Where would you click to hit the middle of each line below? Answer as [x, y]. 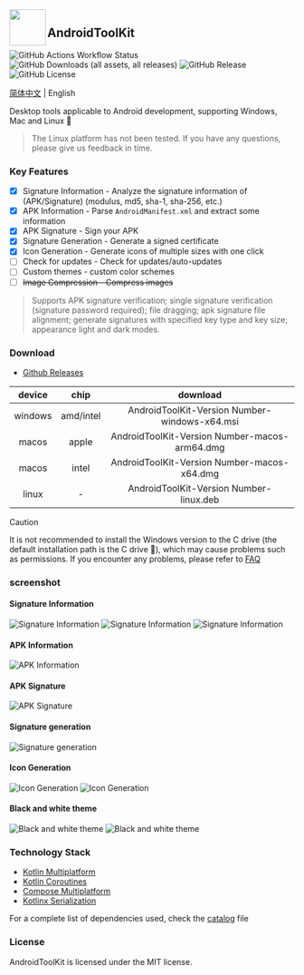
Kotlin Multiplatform [59, 872]
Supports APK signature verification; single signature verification [152, 300]
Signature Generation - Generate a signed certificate [120, 241]
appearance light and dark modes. [95, 329]
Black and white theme [53, 809]
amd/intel [81, 415]
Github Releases [53, 372]
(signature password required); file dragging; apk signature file [148, 310]
